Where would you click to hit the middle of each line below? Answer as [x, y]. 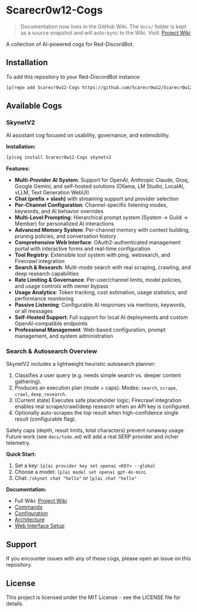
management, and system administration [64, 336]
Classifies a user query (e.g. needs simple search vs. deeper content [98, 375]
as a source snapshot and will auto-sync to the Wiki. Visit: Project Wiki [105, 32]
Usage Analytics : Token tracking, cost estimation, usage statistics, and [101, 292]
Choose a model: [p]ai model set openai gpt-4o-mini [80, 472]
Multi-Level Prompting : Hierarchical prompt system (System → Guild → [101, 217]
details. [15, 604]
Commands [28, 507]
